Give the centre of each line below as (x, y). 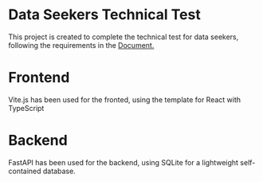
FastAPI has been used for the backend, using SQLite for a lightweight (124, 162)
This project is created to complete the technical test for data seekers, (124, 37)
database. (59, 171)
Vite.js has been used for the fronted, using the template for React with (125, 99)
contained (25, 171)
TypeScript (26, 108)
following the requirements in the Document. (81, 45)
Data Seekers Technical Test (104, 15)
